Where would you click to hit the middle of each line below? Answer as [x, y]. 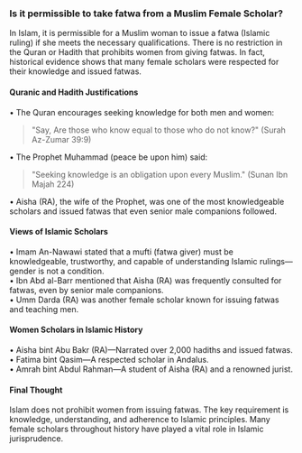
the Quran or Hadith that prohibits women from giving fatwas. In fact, [137, 52]
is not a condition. [71, 271]
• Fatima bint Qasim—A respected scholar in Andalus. [109, 359]
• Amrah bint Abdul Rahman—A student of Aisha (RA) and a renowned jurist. [151, 369]
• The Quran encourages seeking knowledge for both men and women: [142, 112]
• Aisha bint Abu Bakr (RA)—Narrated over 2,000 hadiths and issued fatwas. [151, 349]
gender [23, 271]
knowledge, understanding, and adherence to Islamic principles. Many [140, 420]
